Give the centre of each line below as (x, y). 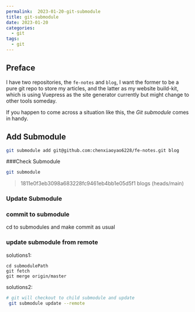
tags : (13, 39)
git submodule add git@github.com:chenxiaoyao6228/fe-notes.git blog (93, 150)
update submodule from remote (52, 242)
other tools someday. (32, 101)
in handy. (17, 118)
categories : (20, 28)
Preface (21, 68)
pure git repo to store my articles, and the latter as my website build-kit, (92, 88)
